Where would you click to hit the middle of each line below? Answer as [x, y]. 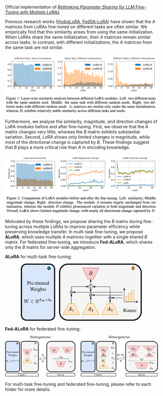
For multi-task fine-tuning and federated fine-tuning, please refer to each [78, 384]
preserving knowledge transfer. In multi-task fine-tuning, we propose [74, 232]
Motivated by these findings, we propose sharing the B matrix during [73, 221]
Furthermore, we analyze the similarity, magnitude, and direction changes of [81, 121]
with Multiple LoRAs [40, 12]
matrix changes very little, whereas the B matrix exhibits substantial [73, 132]
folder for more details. [28, 389]
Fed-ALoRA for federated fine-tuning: [43, 329]
